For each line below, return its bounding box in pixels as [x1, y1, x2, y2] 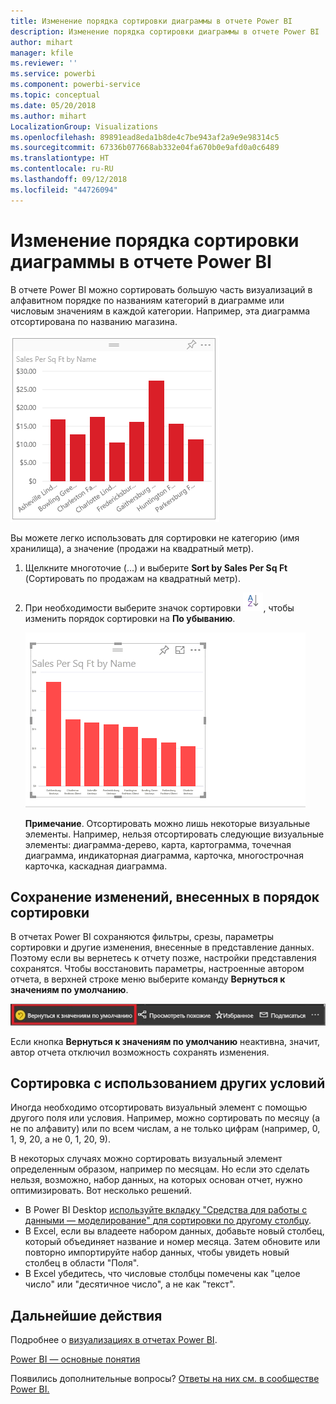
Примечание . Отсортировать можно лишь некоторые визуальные [24, 817, 311, 829]
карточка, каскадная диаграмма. [24, 860, 168, 872]
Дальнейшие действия [10, 1307, 163, 1324]
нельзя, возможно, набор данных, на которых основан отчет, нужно [10, 1174, 303, 1186]
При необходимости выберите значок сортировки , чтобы [24, 601, 295, 614]
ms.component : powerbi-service [10, 80, 141, 90]
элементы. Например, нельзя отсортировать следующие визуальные [24, 828, 325, 840]
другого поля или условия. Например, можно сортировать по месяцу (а [10, 1112, 321, 1124]
